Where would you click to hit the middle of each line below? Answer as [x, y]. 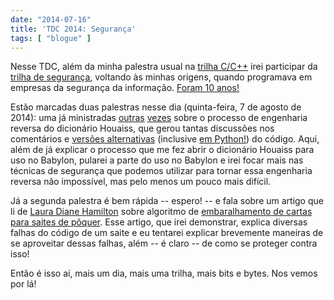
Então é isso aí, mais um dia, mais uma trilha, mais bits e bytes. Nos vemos [164, 273]
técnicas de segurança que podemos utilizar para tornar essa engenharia [161, 171]
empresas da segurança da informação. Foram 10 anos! [125, 88]
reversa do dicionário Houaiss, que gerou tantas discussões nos [142, 128]
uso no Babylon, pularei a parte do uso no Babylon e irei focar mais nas [157, 160]
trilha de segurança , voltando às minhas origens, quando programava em [161, 77]
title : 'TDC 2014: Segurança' [73, 29]
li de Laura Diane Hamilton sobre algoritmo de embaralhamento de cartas [161, 212]
